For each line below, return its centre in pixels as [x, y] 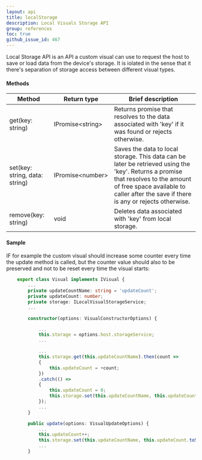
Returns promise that [143, 109]
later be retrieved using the [152, 164]
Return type [81, 99]
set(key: [20, 168]
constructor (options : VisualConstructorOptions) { [93, 318]
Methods [18, 83]
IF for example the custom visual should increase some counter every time [99, 256]
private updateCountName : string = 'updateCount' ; [93, 291]
